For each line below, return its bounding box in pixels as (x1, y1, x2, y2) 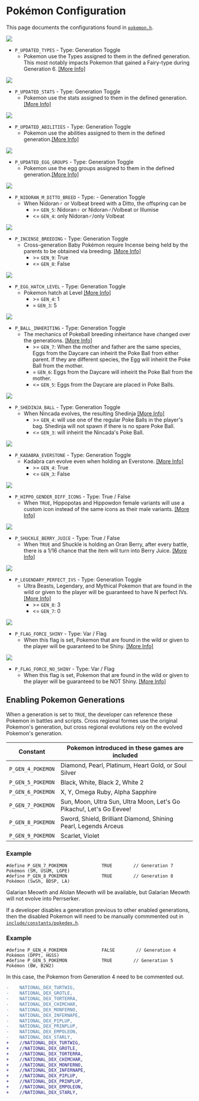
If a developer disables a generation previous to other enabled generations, (6, 907, 190, 914)
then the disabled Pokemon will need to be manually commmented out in (6, 913, 184, 920)
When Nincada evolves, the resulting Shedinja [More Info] (23, 410, 165, 417)
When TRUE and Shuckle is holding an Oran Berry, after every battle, (23, 541, 188, 548)
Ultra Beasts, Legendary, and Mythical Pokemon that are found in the (23, 582, 192, 589)
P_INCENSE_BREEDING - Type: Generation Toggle (14, 235, 129, 242)
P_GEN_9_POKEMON (9, 832, 55, 839)
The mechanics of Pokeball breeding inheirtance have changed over (23, 330, 191, 337)
